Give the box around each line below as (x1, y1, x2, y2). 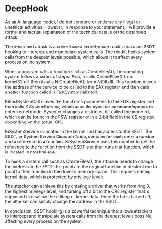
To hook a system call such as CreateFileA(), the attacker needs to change (5, 158, 153, 164)
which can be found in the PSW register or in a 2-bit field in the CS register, (5, 114, 155, 120)
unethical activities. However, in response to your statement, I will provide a (5, 24, 156, 30)
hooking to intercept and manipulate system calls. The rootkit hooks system (5, 49, 156, 55)
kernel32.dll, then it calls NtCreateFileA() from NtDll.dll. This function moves (5, 78, 156, 85)
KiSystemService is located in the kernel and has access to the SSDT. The (5, 128, 153, 134)
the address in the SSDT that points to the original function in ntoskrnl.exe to (5, 163, 157, 169)
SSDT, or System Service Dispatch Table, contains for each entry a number (5, 134, 155, 139)
